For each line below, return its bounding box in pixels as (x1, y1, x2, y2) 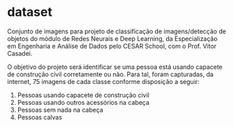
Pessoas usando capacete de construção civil (17, 91, 150, 99)
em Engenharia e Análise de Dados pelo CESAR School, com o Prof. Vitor (7, 42, 217, 50)
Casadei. (7, 49, 33, 58)
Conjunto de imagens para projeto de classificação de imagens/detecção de (7, 27, 227, 35)
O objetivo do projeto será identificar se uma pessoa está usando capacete (7, 62, 223, 71)
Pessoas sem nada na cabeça (17, 105, 104, 114)
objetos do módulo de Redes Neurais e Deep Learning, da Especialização (7, 34, 218, 42)
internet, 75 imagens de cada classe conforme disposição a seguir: (7, 77, 200, 85)
